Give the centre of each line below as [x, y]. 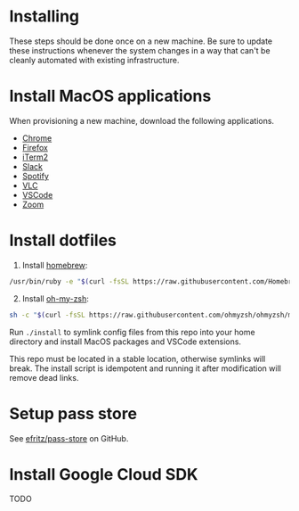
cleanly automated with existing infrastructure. [94, 60]
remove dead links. [44, 377]
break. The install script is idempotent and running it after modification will [145, 368]
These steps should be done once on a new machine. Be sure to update [141, 41]
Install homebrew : [55, 265]
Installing [44, 16]
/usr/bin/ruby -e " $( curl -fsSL [69, 281]
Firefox [35, 147]
